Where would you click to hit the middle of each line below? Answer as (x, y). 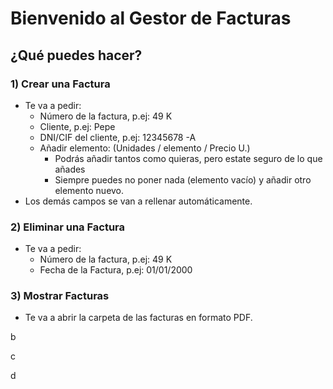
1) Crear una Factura (60, 84)
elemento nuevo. (89, 190)
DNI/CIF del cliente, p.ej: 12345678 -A (118, 137)
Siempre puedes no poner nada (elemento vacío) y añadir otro (183, 179)
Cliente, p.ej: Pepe (77, 126)
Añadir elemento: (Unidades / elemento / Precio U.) (145, 148)
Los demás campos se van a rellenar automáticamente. (138, 201)
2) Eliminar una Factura (68, 227)
